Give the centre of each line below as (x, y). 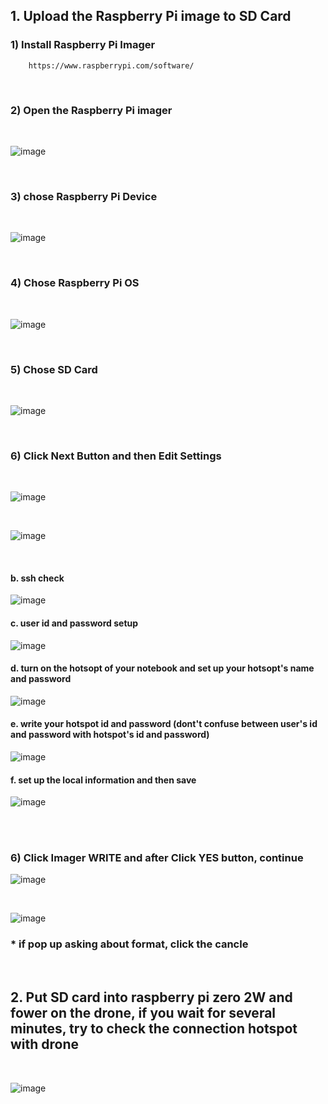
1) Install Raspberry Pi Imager (83, 45)
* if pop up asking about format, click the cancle (129, 944)
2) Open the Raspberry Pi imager (91, 110)
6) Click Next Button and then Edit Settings (116, 456)
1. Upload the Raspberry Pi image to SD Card (151, 16)
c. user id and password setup (74, 623)
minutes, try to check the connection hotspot (154, 1029)
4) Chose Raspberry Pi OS (75, 283)
